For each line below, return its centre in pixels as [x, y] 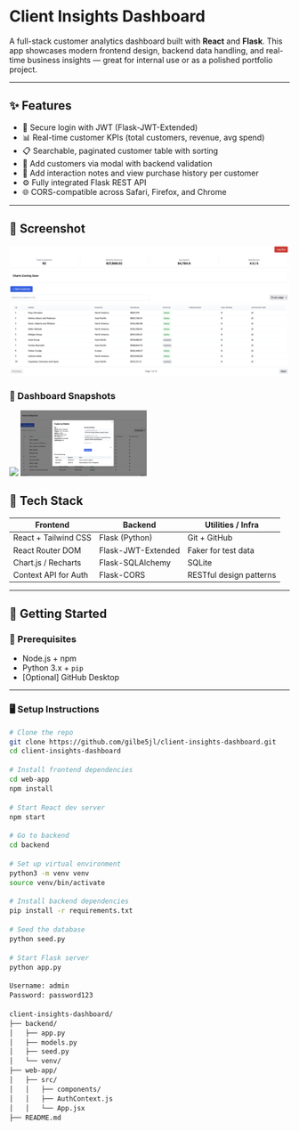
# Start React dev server [57, 808]
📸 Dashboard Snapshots [62, 395]
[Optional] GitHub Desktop [71, 678]
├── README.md [36, 1118]
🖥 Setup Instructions [54, 710]
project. [24, 69]
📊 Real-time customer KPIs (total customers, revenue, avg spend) [143, 137]
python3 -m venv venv [49, 873]
